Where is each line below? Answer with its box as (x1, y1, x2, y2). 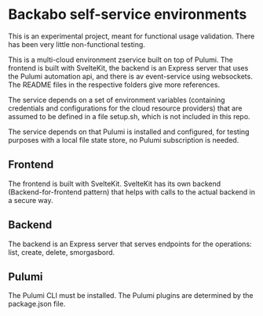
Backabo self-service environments (8, 5, 247, 24)
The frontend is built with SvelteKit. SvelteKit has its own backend (8, 179, 221, 188)
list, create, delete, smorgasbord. (8, 247, 115, 256)
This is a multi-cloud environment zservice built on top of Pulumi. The (8, 55, 234, 64)
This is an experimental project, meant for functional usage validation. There (8, 31, 255, 41)
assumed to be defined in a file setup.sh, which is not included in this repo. (8, 111, 250, 121)
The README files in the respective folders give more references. (8, 80, 221, 89)
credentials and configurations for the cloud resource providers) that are (8, 104, 243, 113)
